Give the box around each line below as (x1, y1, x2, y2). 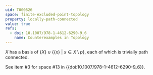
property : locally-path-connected (5, 16, 78, 21)
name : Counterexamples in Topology (14, 35, 89, 40)
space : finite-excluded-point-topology (5, 12, 89, 17)
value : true (5, 21, 30, 26)
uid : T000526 (5, 7, 33, 12)
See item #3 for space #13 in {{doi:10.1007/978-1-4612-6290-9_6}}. (5, 63, 145, 70)
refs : (5, 26, 17, 31)
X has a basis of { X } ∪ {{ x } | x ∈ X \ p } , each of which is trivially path (5, 48, 148, 55)
